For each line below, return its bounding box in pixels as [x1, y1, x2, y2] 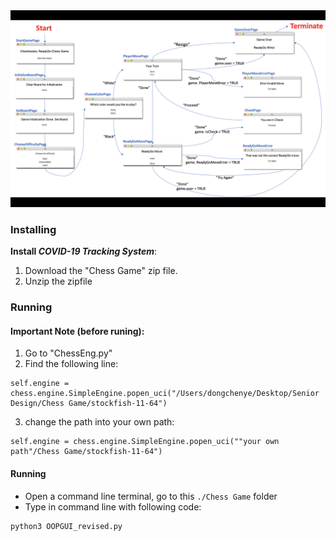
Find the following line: [24, 358, 119, 370]
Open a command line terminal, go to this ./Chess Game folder [24, 490, 278, 502]
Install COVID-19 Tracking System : [10, 245, 158, 258]
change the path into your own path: [24, 416, 175, 428]
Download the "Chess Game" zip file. [24, 265, 178, 277]
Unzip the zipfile [24, 275, 93, 288]
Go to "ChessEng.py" [24, 347, 113, 359]
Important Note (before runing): [10, 325, 145, 337]
